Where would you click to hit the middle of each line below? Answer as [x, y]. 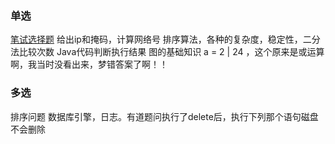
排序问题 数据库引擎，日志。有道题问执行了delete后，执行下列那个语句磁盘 [164, 116]
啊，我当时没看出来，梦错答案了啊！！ [89, 64]
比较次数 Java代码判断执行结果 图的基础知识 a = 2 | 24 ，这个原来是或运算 [171, 52]
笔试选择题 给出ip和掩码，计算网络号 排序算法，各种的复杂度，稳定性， [156, 39]
